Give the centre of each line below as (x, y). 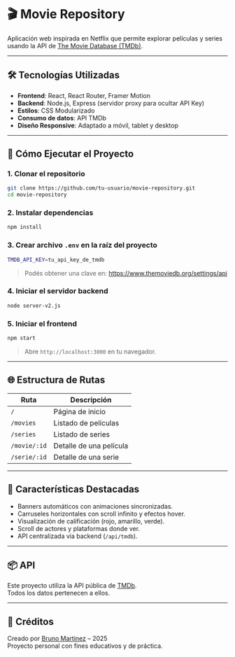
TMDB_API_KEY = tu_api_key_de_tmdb (56, 260)
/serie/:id (29, 457)
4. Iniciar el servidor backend (58, 291)
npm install (24, 227)
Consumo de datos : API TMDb (62, 118)
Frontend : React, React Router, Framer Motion (84, 95)
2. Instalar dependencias (50, 213)
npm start (22, 338)
